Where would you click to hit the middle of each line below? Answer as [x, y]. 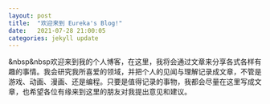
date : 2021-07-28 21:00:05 [57, 30]
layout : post [30, 16]
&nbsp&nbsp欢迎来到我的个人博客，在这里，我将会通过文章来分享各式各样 [131, 62]
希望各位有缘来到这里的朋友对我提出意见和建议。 [110, 92]
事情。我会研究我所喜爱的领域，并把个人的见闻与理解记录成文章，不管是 [142, 72]
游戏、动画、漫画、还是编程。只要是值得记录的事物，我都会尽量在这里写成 [131, 82]
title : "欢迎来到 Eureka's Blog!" [65, 23]
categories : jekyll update [53, 38]
